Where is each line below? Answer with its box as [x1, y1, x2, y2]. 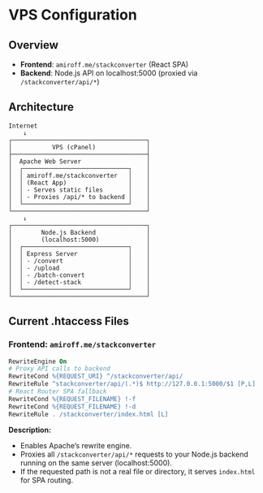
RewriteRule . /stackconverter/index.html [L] [8, 410, 169, 418]
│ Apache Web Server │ [8, 157, 151, 166]
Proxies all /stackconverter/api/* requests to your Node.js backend [19, 449, 249, 459]
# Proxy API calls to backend [8, 365, 111, 373]
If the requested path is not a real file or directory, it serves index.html [19, 466, 256, 476]
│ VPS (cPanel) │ [8, 143, 151, 151]
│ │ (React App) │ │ [8, 179, 151, 187]
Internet [8, 122, 38, 130]
